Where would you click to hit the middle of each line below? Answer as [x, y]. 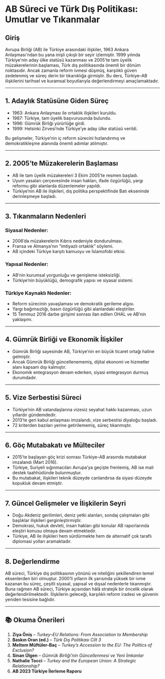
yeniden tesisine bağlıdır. [30, 599]
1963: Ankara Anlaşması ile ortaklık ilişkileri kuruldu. [64, 113]
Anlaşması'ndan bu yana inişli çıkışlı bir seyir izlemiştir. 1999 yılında [73, 55]
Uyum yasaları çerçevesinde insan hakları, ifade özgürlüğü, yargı [78, 180]
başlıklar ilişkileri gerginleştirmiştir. [47, 520]
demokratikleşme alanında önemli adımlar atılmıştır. [57, 143]
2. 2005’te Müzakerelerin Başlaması [62, 163]
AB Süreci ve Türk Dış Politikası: [72, 9]
